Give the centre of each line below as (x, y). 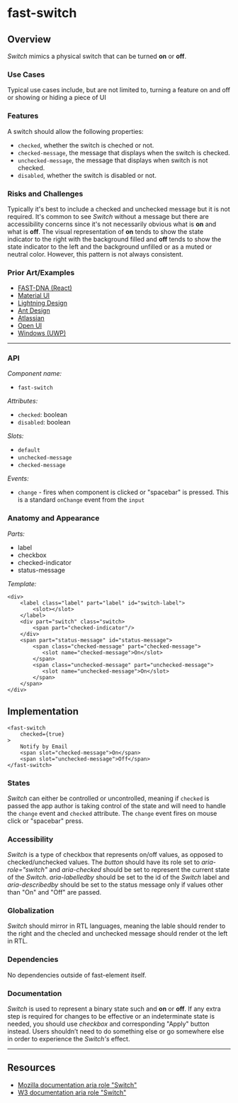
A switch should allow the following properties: (75, 131)
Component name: (35, 374)
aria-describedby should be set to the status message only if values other (115, 885)
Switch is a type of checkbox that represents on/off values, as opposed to (115, 855)
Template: (22, 583)
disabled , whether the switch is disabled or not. (87, 175)
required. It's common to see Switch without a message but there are (108, 216)
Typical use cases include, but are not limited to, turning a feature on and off (119, 90)
